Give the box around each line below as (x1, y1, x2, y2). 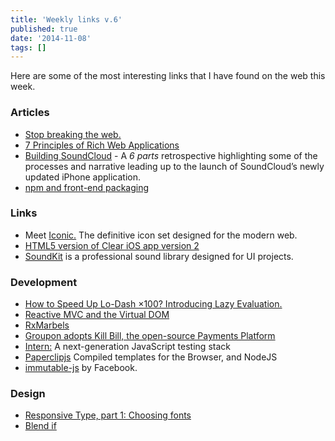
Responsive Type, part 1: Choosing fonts (24, 409, 192, 421)
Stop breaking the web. (24, 128, 122, 140)
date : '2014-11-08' (10, 33, 92, 43)
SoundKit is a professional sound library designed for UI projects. (24, 250, 294, 262)
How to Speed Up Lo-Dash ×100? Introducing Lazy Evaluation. (24, 298, 283, 310)
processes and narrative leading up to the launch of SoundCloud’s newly (24, 160, 325, 172)
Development (10, 275, 78, 289)
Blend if (24, 420, 57, 432)
